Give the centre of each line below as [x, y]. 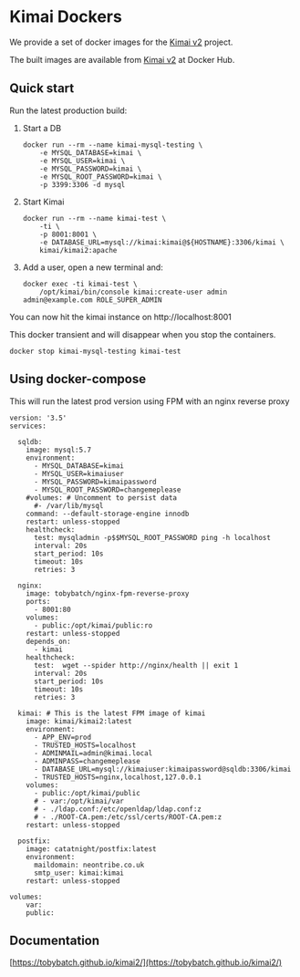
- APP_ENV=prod [62, 737]
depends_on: [48, 641]
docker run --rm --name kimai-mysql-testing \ [113, 145]
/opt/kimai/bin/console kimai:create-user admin [134, 292]
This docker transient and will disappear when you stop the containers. [143, 334]
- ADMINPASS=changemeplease [87, 761]
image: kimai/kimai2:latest [79, 721]
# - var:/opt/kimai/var [79, 801]
